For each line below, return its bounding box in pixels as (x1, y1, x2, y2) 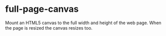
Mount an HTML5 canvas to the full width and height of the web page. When (5, 20, 162, 26)
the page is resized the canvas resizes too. (5, 25, 93, 31)
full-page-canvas (5, 3, 79, 15)
